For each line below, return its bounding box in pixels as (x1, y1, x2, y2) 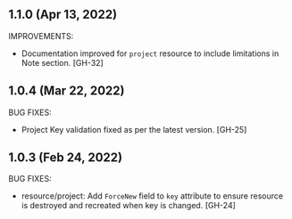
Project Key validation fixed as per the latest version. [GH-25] (21, 124, 247, 134)
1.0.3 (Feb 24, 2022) (8, 150, 122, 166)
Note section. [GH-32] (21, 57, 104, 68)
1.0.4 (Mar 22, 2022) (8, 84, 125, 99)
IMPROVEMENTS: (8, 30, 74, 41)
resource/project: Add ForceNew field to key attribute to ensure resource (21, 191, 283, 201)
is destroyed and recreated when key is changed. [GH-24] (21, 200, 236, 211)
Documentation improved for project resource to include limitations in (21, 48, 279, 59)
